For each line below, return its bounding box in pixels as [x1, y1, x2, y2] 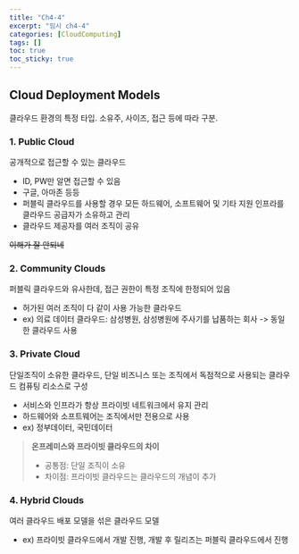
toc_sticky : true [9, 55, 74, 63]
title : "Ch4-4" [9, 13, 66, 22]
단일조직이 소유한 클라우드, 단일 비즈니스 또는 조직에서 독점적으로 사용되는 [9, 369, 267, 380]
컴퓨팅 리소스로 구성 [18, 381, 88, 391]
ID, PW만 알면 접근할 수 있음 [21, 176, 121, 187]
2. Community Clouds [9, 263, 106, 275]
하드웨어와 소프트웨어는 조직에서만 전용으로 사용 [21, 410, 190, 421]
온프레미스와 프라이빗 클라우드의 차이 [30, 441, 160, 451]
